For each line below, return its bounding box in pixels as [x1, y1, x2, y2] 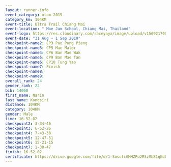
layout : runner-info [5, 7, 49, 13]
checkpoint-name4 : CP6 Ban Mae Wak [5, 50, 81, 55]
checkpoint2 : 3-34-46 [5, 121, 51, 126]
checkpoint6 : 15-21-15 [5, 140, 53, 145]
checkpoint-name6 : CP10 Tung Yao [5, 60, 76, 65]
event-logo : [5, 31, 31, 36]
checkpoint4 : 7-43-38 [5, 130, 51, 135]
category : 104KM [5, 107, 40, 112]
